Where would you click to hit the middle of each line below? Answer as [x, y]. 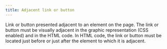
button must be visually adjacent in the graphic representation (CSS [77, 30]
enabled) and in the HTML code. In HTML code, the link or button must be [83, 35]
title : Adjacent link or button [40, 10]
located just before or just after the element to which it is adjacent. [76, 41]
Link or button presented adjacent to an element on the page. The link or [82, 24]
